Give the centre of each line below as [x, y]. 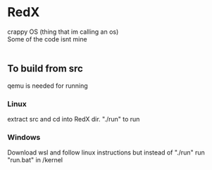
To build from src [45, 68]
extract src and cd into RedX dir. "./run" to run [74, 119]
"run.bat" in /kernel [35, 160]
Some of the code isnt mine [47, 39]
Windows [24, 137]
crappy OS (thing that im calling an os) [63, 32]
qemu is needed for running [48, 86]
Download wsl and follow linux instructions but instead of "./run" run [106, 152]
